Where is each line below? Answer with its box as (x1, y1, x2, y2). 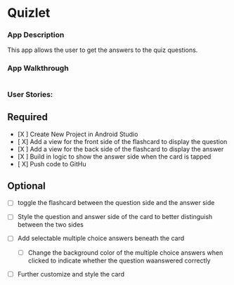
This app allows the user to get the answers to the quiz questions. (7, 46, 198, 54)
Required (7, 111, 48, 124)
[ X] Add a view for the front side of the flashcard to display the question (17, 137, 228, 145)
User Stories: (7, 89, 53, 99)
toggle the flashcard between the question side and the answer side (17, 199, 215, 207)
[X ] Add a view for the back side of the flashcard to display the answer (17, 145, 224, 153)
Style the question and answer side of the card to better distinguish (17, 213, 213, 221)
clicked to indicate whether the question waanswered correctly (27, 256, 211, 265)
